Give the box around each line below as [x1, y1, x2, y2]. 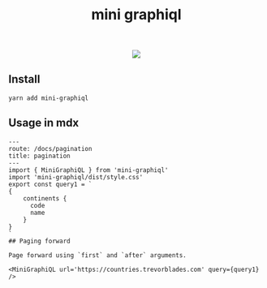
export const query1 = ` [8, 180, 93, 188]
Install [8, 72, 41, 86]
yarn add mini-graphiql [8, 94, 89, 102]
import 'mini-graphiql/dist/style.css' [8, 173, 144, 181]
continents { [23, 194, 67, 203]
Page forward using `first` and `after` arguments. [8, 251, 187, 260]
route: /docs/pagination [8, 144, 93, 153]
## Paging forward [8, 237, 71, 245]
